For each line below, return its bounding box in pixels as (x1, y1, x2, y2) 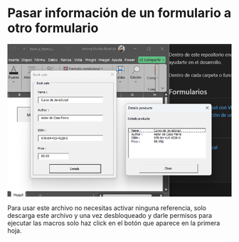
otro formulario (7, 20, 99, 36)
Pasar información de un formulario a (7, 5, 232, 21)
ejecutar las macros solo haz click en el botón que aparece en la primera (7, 219, 221, 228)
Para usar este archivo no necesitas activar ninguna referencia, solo (7, 204, 206, 212)
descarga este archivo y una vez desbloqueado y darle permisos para (7, 211, 212, 220)
